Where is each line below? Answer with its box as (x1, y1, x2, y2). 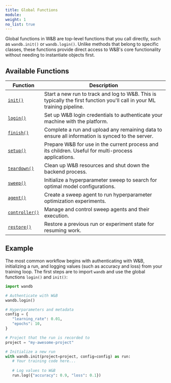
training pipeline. (44, 103, 84, 110)
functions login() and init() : (5, 274, 68, 280)
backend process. (44, 168, 88, 175)
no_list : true (5, 21, 36, 27)
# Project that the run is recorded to (5, 335, 90, 340)
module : (5, 12, 22, 17)
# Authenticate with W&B (5, 293, 58, 298)
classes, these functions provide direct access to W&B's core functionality (5, 46, 161, 53)
